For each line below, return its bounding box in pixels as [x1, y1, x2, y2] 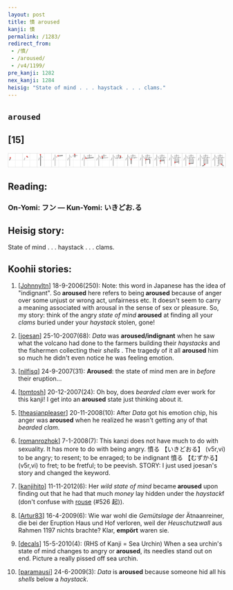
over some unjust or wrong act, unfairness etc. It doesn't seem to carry [17, 296, 221, 304]
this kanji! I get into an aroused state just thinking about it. [17, 395, 183, 404]
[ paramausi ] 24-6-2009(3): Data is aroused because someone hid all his [17, 568, 226, 576]
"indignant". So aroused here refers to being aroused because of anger [17, 289, 222, 297]
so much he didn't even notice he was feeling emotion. [17, 353, 174, 362]
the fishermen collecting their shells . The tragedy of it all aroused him [17, 347, 218, 355]
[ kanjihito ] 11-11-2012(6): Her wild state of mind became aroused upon [17, 482, 218, 490]
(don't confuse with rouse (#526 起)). [17, 498, 124, 506]
